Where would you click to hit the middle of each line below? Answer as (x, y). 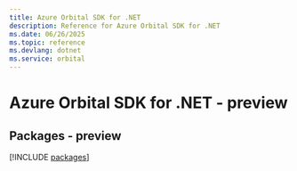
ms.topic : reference (48, 42)
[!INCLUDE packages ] (49, 157)
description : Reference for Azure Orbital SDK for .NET (115, 26)
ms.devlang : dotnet (45, 51)
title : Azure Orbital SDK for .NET (75, 17)
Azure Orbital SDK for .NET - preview (148, 103)
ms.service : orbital (48, 59)
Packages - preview (65, 136)
